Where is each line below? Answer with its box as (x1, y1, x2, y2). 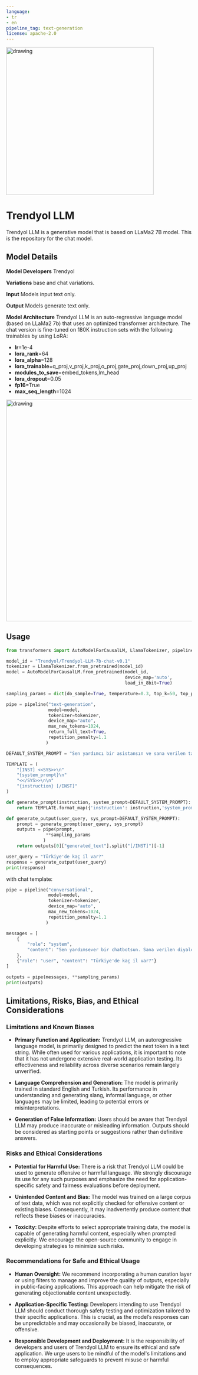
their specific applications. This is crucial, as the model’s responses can (14, 1313, 189, 1320)
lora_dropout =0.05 (14, 375, 62, 382)
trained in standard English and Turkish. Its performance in (14, 1085, 157, 1092)
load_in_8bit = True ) (124, 680, 173, 686)
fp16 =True (14, 381, 40, 388)
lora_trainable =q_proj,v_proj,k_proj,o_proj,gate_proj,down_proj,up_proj (14, 362, 187, 369)
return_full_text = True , (48, 729, 107, 735)
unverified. (14, 1068, 41, 1075)
